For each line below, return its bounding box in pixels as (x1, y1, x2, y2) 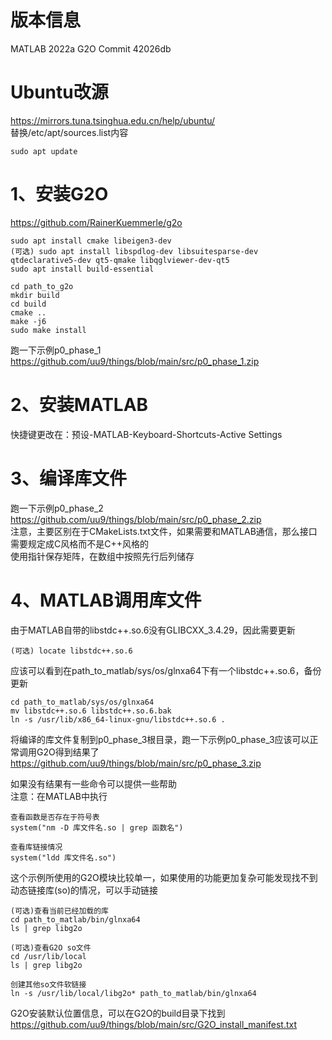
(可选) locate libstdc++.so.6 (10, 646, 133, 656)
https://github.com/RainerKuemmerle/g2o (10, 216, 183, 228)
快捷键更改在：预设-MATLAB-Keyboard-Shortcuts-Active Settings (10, 428, 283, 440)
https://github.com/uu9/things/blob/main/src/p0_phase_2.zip (10, 513, 262, 525)
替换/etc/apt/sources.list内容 (10, 126, 129, 138)
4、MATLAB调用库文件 (10, 589, 202, 611)
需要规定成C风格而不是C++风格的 (10, 537, 149, 550)
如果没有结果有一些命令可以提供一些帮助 (10, 777, 177, 790)
